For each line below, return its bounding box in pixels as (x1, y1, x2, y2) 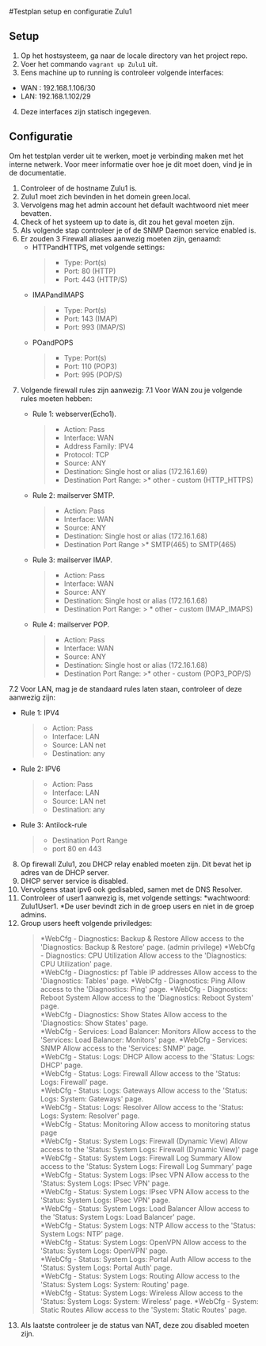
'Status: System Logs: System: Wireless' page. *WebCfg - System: (40, 1296, 259, 1306)
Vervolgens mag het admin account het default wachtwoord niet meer (20, 200, 249, 210)
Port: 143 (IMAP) (63, 314, 118, 323)
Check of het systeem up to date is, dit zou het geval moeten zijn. (20, 217, 234, 226)
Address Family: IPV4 (63, 441, 134, 451)
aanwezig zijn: (9, 692, 56, 702)
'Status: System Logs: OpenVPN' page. (40, 1246, 169, 1255)
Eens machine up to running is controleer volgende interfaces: (20, 67, 224, 77)
